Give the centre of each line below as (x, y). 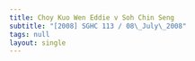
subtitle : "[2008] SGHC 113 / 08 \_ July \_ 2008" (98, 26)
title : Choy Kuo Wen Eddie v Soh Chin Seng (92, 17)
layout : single (38, 43)
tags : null (30, 34)
